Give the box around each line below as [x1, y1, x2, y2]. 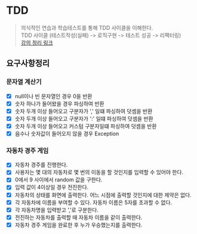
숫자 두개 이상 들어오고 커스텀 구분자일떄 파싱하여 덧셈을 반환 [14, 122, 157, 129]
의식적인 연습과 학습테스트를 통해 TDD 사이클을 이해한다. [20, 24, 153, 31]
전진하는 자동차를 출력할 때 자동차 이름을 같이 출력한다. [14, 214, 143, 221]
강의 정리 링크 [20, 39, 53, 46]
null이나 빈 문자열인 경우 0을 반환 [14, 92, 93, 99]
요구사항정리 [6, 58, 50, 69]
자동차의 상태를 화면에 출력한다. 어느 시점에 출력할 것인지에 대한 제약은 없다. [14, 191, 192, 198]
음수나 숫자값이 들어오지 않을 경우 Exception [14, 130, 119, 137]
